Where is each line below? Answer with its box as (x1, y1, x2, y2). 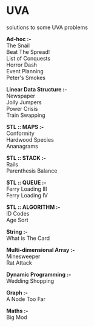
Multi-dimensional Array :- (6, 246, 75, 253)
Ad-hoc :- (6, 35, 32, 42)
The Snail (6, 42, 30, 49)
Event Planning (6, 67, 44, 74)
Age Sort (6, 216, 29, 223)
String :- (6, 228, 28, 235)
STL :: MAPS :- (6, 123, 44, 130)
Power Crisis (6, 105, 38, 112)
